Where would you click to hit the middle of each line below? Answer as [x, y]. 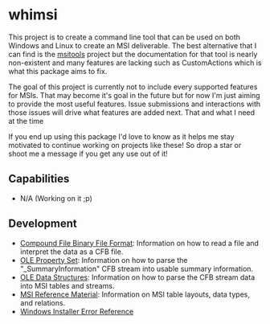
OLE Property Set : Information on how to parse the [104, 260]
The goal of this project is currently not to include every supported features [133, 87]
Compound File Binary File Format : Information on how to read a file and [139, 243]
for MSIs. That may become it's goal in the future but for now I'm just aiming [134, 95]
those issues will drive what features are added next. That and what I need [132, 112]
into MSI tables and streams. [67, 285]
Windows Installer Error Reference [77, 311]
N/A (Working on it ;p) [56, 198]
